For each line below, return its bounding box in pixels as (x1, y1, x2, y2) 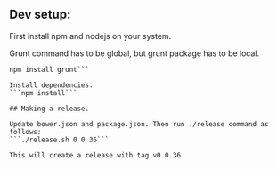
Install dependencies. (9, 80, 94, 90)
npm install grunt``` (9, 65, 90, 74)
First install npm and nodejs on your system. (9, 30, 172, 41)
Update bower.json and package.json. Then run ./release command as (9, 119, 269, 128)
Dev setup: (9, 7, 71, 22)
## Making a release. (9, 104, 90, 113)
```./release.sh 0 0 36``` (9, 135, 110, 144)
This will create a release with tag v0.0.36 (9, 150, 181, 159)
